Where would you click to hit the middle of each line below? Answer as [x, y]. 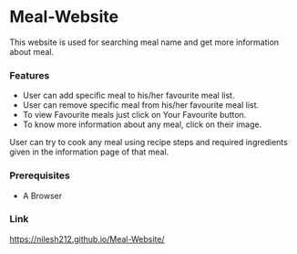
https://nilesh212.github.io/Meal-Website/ [87, 238]
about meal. [32, 51]
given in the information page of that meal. [89, 152]
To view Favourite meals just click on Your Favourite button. [134, 115]
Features [30, 75]
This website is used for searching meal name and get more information [144, 42]
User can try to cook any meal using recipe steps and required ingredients [149, 143]
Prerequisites [40, 175]
